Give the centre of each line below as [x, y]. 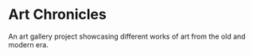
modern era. [29, 44]
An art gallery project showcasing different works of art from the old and [127, 36]
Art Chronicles [58, 15]
